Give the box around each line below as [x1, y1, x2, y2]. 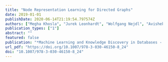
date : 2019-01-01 [5, 12, 41, 17]
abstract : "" [5, 30, 32, 35]
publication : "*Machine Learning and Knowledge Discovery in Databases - [5, 40, 162, 45]
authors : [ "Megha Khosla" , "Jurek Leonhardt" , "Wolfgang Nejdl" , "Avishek [5, 21, 164, 26]
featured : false [5, 35, 39, 40]
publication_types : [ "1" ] [5, 26, 59, 31]
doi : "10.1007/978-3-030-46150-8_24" [5, 49, 84, 54]
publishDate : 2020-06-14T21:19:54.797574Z [5, 16, 95, 21]
